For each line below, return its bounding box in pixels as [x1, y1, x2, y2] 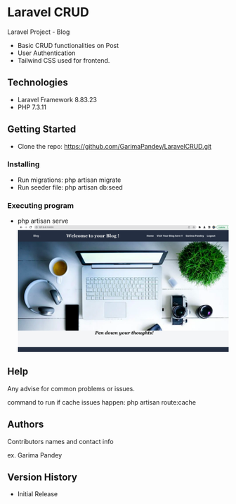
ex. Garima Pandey [7, 450, 63, 459]
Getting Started [7, 123, 77, 135]
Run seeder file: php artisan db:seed [17, 183, 123, 191]
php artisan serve [17, 216, 69, 226]
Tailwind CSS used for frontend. [17, 56, 110, 64]
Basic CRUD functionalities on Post [17, 41, 119, 49]
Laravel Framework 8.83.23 [17, 95, 97, 104]
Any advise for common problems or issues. [7, 384, 136, 393]
